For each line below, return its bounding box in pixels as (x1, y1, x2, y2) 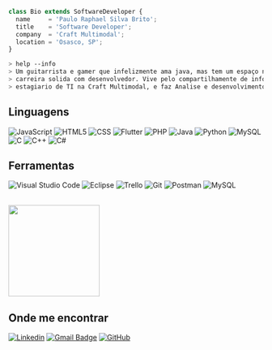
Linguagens (8, 106, 70, 119)
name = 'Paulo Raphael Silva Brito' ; (15, 15, 158, 24)
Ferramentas (8, 158, 74, 172)
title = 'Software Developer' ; (15, 23, 132, 31)
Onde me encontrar (8, 311, 109, 325)
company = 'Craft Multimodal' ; (15, 30, 125, 38)
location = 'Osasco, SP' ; (15, 37, 104, 46)
